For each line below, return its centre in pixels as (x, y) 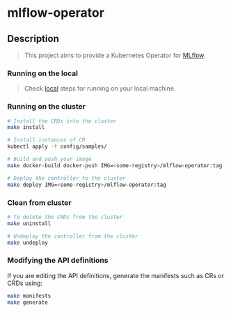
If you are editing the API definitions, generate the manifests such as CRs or (116, 275)
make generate (28, 302)
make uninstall (29, 223)
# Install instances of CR (46, 140)
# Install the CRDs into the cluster (62, 121)
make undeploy (28, 243)
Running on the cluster (46, 107)
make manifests (29, 296)
